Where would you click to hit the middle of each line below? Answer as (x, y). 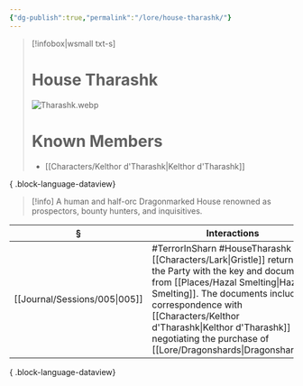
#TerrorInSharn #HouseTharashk (221, 248)
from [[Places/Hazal (194, 282)
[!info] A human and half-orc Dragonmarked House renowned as (151, 201)
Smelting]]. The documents (210, 293)
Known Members (97, 141)
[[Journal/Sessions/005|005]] (78, 299)
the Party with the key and (207, 271)
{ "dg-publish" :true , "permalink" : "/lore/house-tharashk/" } (120, 18)
